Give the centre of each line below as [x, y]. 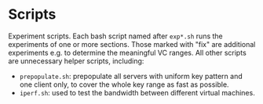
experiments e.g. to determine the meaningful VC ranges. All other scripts [128, 52]
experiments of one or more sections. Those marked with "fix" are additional [132, 44]
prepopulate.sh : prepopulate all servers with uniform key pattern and [131, 76]
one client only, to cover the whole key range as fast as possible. [124, 84]
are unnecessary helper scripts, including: [76, 61]
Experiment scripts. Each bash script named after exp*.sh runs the [115, 36]
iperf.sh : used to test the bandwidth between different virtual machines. [137, 92]
